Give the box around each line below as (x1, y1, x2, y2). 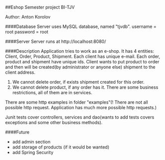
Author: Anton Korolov (5, 14, 51, 19)
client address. (5, 69, 36, 75)
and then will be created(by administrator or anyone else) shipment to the (5, 64, 156, 70)
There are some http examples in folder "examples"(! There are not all (5, 99, 148, 105)
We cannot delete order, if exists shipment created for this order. (12, 79, 145, 85)
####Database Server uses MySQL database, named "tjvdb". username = (5, 23, 157, 29)
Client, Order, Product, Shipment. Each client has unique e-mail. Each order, (5, 53, 161, 59)
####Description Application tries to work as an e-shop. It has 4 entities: (5, 48, 154, 54)
